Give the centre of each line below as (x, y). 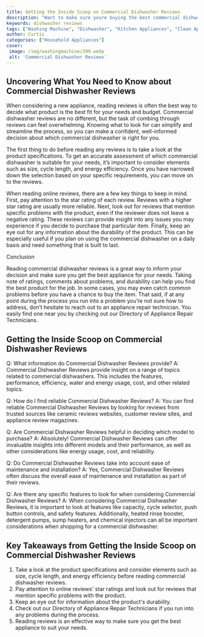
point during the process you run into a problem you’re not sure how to (95, 301)
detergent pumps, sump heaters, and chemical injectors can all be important (102, 520)
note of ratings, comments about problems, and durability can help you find (101, 281)
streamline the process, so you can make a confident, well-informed (92, 132)
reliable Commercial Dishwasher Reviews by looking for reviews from (93, 408)
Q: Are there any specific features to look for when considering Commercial (101, 494)
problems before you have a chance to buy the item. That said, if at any (96, 294)
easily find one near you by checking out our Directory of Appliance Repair (100, 314)
